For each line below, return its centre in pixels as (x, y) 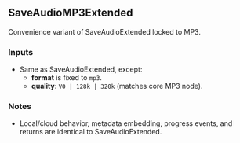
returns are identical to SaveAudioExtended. (91, 132)
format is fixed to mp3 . (66, 78)
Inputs (21, 52)
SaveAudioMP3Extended (71, 13)
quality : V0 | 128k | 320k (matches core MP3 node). (117, 86)
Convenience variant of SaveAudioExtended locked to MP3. (105, 31)
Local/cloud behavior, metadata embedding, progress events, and (126, 123)
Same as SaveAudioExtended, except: (81, 69)
